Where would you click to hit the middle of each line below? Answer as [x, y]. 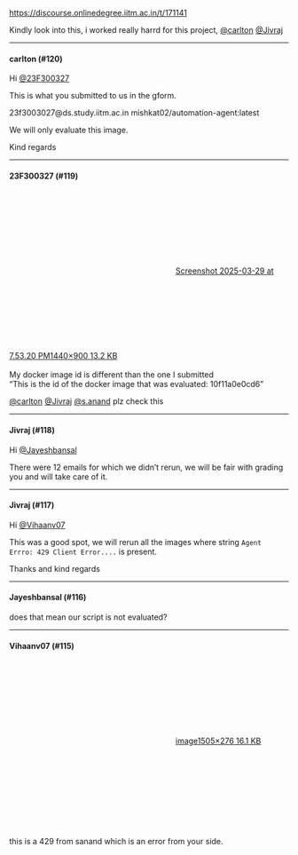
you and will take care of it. [59, 476]
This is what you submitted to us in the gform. [93, 96]
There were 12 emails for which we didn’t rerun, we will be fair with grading [146, 467]
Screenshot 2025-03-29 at [225, 271]
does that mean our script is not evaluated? [88, 617]
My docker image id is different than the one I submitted [112, 375]
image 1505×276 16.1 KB [219, 741]
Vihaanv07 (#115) [42, 645]
